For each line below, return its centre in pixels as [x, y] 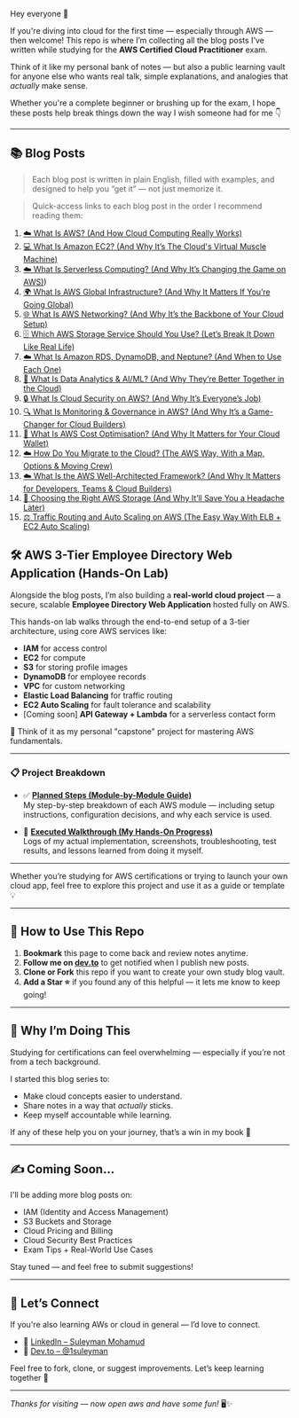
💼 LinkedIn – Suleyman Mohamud [84, 1342]
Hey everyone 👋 [39, 14]
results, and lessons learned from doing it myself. [113, 850]
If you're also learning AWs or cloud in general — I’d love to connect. [135, 1325]
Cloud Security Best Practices [78, 1241]
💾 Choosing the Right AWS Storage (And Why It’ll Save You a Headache [153, 497]
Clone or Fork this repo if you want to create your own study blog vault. [153, 972]
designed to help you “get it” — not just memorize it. [127, 188]
